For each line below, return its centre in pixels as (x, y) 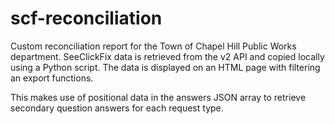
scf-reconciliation (86, 18)
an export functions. (52, 78)
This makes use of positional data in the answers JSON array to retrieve (158, 97)
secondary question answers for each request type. (117, 108)
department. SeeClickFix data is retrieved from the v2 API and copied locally (167, 56)
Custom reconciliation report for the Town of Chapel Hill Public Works (153, 46)
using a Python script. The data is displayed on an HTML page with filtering (165, 67)
